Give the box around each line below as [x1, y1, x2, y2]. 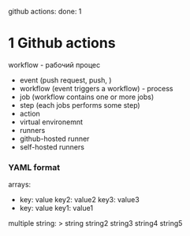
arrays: [8, 180, 32, 190]
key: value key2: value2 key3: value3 [19, 195, 140, 205]
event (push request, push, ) [19, 75, 112, 85]
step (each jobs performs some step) [19, 100, 140, 109]
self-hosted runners [19, 142, 85, 152]
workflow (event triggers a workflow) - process [19, 83, 173, 93]
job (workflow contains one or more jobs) [19, 92, 155, 101]
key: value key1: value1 [19, 204, 93, 213]
